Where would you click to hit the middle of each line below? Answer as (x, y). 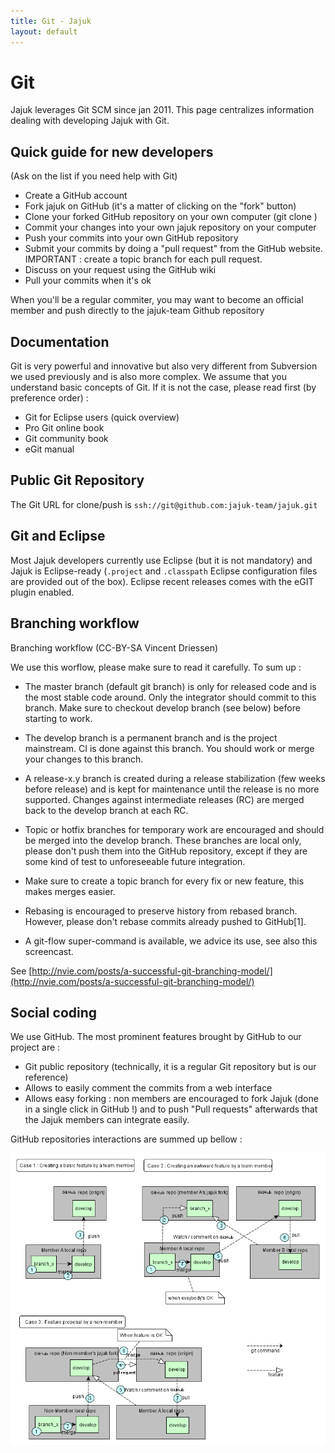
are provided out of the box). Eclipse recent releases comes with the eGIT (162, 581)
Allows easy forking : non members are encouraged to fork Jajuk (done (171, 1099)
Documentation (60, 341)
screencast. (49, 951)
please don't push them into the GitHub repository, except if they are (166, 851)
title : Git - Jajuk (51, 21)
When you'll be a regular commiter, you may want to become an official (157, 300)
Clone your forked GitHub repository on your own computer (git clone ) (171, 217)
